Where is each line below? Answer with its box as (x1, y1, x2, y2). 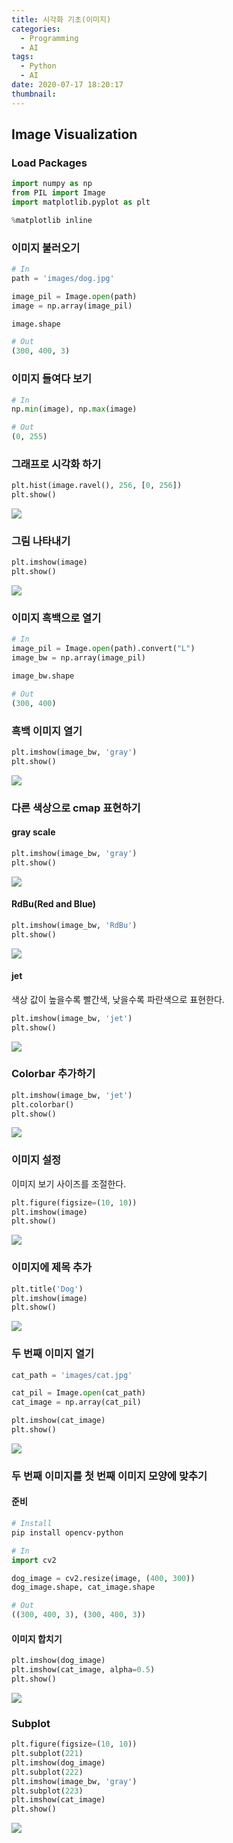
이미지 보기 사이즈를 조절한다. (11, 1177, 127, 1190)
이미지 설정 (11, 1153, 62, 1167)
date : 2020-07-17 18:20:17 (11, 80, 124, 90)
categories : (11, 24, 61, 34)
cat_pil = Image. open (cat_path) (11, 1388, 146, 1398)
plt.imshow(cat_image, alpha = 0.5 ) (11, 1665, 156, 1675)
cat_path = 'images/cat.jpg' (11, 1370, 133, 1380)
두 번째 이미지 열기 (11, 1347, 95, 1361)
